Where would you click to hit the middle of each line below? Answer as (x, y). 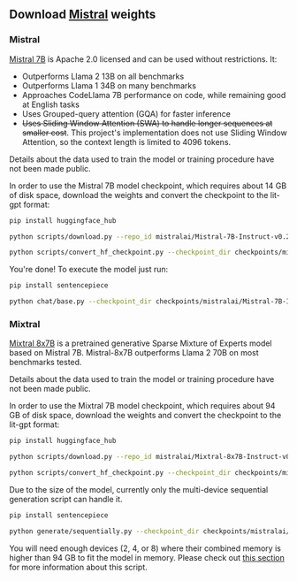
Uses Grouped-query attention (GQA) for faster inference (126, 113)
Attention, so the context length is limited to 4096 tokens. (126, 141)
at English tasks (50, 104)
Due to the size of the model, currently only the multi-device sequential (139, 489)
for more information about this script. (78, 567)
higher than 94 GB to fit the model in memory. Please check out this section (147, 557)
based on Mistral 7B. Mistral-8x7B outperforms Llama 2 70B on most (134, 353)
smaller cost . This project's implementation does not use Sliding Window (154, 133)
